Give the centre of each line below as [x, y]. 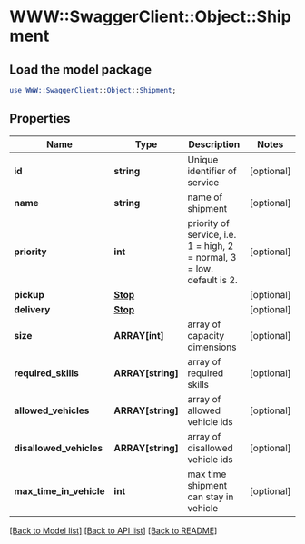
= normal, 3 [212, 257]
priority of [208, 223]
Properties [40, 119]
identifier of [212, 171]
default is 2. [212, 280]
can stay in [211, 497]
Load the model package [81, 69]
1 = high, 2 [211, 245]
